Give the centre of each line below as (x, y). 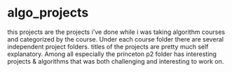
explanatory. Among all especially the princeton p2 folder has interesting (112, 54)
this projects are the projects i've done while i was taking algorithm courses (116, 32)
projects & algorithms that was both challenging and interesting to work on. (116, 61)
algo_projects (48, 13)
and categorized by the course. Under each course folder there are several (116, 39)
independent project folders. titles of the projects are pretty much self (108, 46)
